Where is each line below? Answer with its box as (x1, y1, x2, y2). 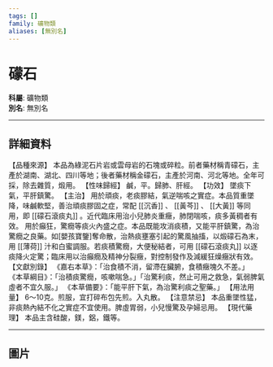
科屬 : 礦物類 (8, 93, 49, 103)
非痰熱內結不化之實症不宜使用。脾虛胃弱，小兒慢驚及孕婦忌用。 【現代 (8, 303, 245, 312)
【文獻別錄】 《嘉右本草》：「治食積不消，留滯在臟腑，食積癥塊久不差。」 (8, 262, 249, 272)
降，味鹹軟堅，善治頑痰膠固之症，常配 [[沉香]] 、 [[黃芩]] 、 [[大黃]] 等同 (8, 201, 251, 211)
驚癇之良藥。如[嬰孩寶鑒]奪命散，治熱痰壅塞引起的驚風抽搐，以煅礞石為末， (8, 231, 263, 241)
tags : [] (8, 11, 38, 20)
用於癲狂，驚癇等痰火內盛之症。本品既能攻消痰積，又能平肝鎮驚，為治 (24, 221, 260, 231)
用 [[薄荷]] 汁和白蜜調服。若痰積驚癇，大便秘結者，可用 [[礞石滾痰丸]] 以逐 (8, 242, 258, 251)
